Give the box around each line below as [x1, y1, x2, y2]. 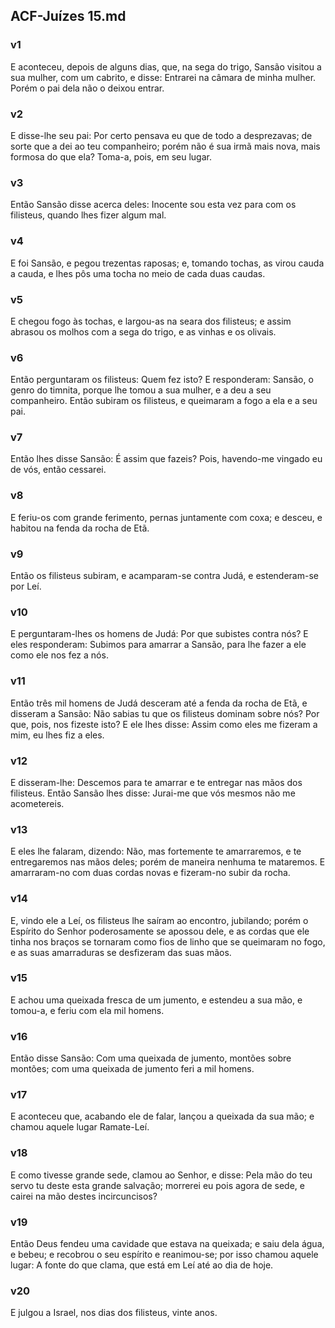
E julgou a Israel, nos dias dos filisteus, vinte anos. [10, 1307, 218, 1319]
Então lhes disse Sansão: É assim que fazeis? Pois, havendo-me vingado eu [10, 453, 323, 465]
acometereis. [10, 797, 65, 809]
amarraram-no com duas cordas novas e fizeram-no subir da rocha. [10, 867, 291, 879]
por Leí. [10, 580, 42, 593]
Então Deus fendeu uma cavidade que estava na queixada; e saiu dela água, [10, 1238, 325, 1250]
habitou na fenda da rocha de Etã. [10, 522, 150, 534]
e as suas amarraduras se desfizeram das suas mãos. [10, 946, 232, 958]
